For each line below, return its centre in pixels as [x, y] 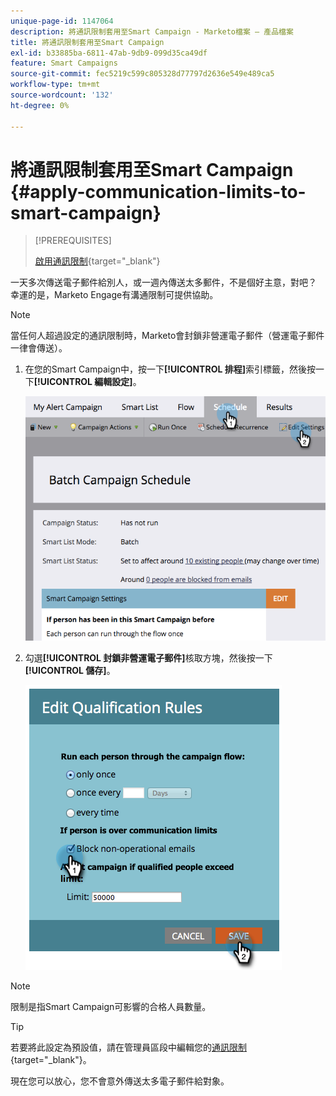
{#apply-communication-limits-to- [158, 191]
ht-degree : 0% [40, 105]
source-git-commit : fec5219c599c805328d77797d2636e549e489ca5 [142, 74]
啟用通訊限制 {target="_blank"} [97, 261]
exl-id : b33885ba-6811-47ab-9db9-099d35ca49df [109, 53]
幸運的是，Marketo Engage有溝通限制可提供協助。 [114, 295]
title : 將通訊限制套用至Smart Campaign [87, 42]
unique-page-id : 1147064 [62, 21]
